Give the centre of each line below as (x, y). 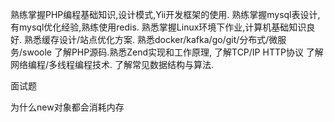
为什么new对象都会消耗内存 (67, 107)
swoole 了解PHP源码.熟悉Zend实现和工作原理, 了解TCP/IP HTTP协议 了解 (173, 52)
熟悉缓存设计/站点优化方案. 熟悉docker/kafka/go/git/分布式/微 (150, 39)
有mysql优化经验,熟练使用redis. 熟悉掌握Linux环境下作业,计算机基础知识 (158, 27)
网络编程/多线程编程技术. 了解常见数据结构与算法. (112, 64)
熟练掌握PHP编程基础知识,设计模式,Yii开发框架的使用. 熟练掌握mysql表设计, (165, 14)
